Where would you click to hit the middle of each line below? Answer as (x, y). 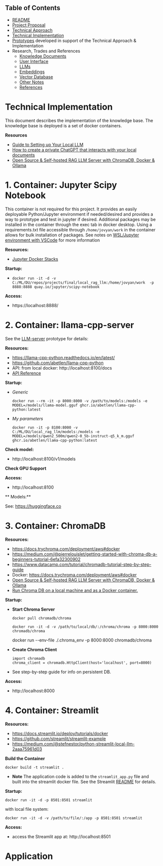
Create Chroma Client (35, 649)
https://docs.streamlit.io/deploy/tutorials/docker (60, 733)
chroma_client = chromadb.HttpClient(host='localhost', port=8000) (82, 663)
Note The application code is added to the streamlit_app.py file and (81, 776)
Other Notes (32, 82)
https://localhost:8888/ (35, 305)
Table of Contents (33, 8)
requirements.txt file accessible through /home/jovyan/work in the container (80, 229)
